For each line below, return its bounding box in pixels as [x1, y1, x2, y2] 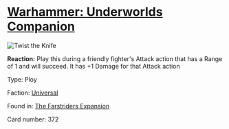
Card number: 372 [7, 115, 59, 124]
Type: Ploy [7, 75, 38, 83]
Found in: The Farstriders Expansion [7, 102, 110, 110]
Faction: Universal [7, 89, 58, 97]
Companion [7, 19, 76, 34]
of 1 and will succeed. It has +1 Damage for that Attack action [7, 62, 180, 70]
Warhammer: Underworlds [7, 4, 163, 20]
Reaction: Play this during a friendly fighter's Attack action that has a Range [7, 54, 223, 62]
